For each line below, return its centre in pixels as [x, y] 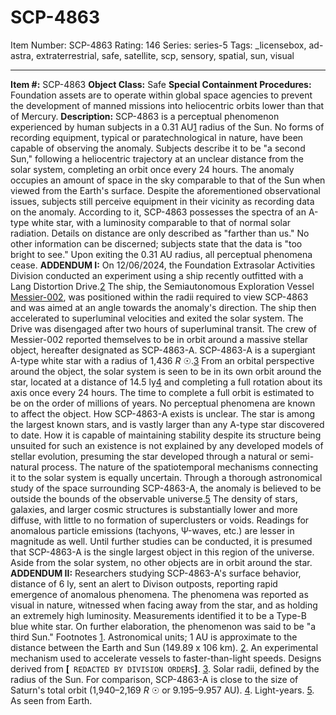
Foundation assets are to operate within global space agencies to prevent [161, 95]
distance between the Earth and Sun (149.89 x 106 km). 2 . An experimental [164, 647]
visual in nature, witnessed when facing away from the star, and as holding [164, 605]
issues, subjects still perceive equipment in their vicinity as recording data [162, 201]
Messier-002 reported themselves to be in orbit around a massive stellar [159, 339]
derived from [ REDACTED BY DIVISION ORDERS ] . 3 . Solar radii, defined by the [165, 668]
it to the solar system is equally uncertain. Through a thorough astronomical [166, 477]
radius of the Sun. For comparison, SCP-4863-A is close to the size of [154, 679]
